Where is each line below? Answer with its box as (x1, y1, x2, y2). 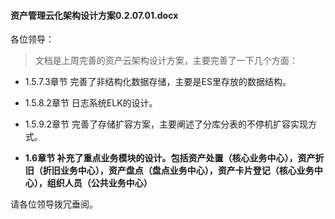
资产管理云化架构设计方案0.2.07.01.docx (10, 9, 179, 21)
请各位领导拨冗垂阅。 (10, 198, 98, 210)
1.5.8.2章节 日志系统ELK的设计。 (24, 97, 158, 109)
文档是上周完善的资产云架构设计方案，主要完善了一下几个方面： (34, 55, 298, 67)
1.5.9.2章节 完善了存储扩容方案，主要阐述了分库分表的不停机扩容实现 (24, 118, 309, 130)
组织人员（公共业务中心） (46, 177, 153, 189)
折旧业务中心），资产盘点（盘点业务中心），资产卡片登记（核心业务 (42, 165, 315, 177)
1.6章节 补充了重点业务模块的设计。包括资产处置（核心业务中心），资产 (24, 152, 316, 164)
